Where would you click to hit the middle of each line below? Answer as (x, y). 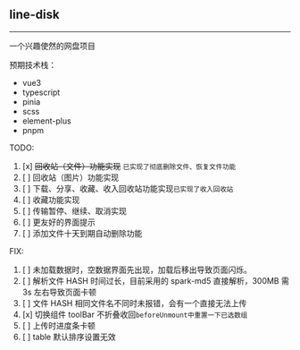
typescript (41, 92)
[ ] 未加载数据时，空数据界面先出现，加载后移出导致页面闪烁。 (137, 269)
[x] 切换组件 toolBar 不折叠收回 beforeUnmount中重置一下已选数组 (135, 314)
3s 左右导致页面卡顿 (59, 292)
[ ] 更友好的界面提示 (58, 222)
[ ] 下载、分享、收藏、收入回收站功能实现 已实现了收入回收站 (128, 188)
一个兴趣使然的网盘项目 (52, 46)
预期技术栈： (33, 64)
